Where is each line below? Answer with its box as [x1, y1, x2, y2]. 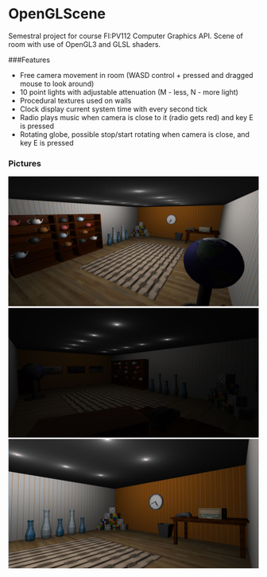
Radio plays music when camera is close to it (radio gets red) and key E [19, 112, 254, 122]
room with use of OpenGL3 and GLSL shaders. [8, 39, 161, 49]
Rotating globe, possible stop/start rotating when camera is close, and [19, 129, 250, 139]
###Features [8, 55, 50, 64]
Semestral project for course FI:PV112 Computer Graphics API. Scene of [8, 31, 244, 41]
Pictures [8, 158, 42, 169]
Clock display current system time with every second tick [19, 104, 208, 114]
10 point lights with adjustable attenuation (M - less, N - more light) [19, 87, 238, 96]
